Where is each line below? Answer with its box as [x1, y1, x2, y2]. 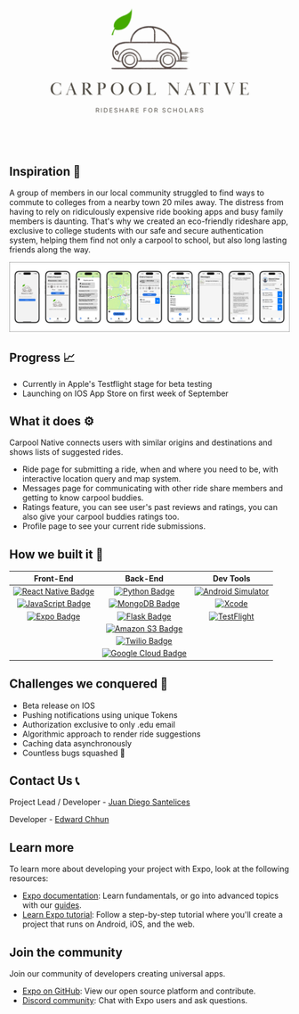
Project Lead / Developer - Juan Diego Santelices [9, 796, 190, 808]
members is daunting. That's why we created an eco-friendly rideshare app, [9, 216, 289, 227]
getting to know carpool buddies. [21, 492, 144, 503]
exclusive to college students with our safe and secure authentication [9, 226, 264, 236]
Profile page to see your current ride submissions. [21, 521, 206, 532]
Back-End [125, 573, 165, 583]
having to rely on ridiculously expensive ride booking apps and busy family [9, 207, 284, 218]
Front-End [34, 573, 74, 583]
